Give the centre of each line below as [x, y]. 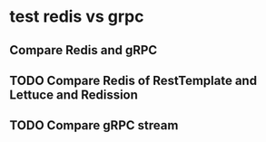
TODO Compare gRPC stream [94, 125]
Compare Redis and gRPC [84, 50]
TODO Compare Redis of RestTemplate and [133, 80]
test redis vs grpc [77, 17]
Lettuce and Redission [74, 95]
